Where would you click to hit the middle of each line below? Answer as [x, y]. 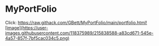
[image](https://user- [27, 27]
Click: [11, 23]
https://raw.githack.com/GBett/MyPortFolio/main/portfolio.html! [82, 23]
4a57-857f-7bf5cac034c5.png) [37, 38]
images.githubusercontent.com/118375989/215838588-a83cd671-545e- [79, 33]
